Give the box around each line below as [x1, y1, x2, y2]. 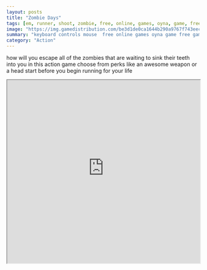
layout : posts [6, 9, 43, 15]
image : [6, 26, 23, 32]
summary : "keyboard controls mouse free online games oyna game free [6, 32, 190, 38]
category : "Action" [6, 37, 56, 43]
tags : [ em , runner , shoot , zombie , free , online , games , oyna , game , [6, 20, 188, 26]
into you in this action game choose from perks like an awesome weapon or [6, 60, 197, 68]
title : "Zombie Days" [6, 15, 62, 21]
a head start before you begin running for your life [6, 67, 133, 74]
